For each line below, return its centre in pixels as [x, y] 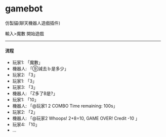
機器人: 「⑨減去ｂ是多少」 [41, 69]
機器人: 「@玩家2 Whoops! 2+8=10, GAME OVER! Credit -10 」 [76, 118]
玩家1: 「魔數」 [27, 63]
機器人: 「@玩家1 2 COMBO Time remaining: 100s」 [65, 106]
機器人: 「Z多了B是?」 [35, 94]
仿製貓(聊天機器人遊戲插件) [33, 23]
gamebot [24, 9]
